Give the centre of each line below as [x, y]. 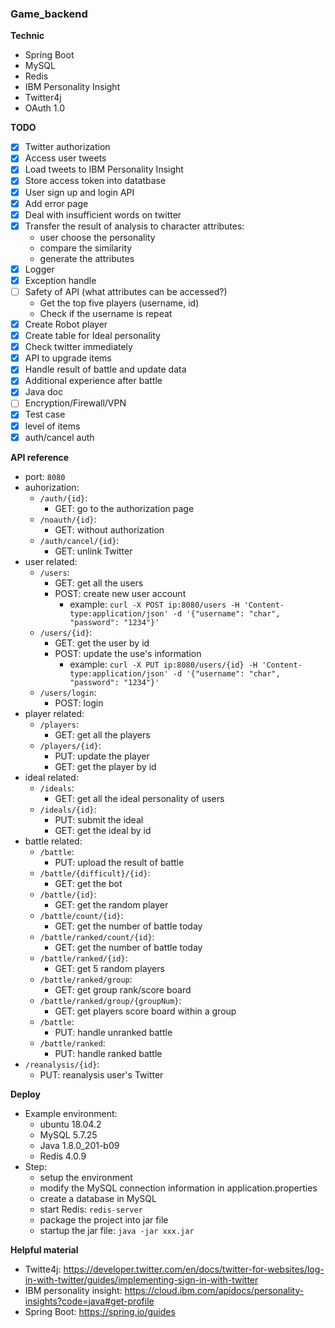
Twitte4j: [43, 1269]
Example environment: [71, 1113]
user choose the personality [97, 237]
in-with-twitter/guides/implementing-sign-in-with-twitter [141, 1279]
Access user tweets [65, 158]
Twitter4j [43, 98]
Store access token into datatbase [95, 181]
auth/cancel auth [59, 437]
